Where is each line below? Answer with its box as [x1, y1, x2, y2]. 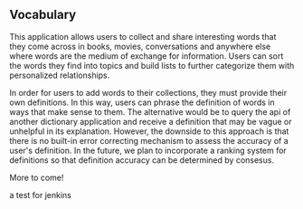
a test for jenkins [9, 189, 72, 200]
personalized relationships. [9, 70, 110, 81]
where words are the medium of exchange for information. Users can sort [9, 50, 284, 62]
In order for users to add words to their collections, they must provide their [9, 87, 288, 98]
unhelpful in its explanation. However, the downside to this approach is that [9, 126, 289, 137]
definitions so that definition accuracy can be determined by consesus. [9, 154, 274, 166]
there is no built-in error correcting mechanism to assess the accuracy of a [9, 135, 289, 146]
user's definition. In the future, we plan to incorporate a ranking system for [9, 145, 287, 156]
